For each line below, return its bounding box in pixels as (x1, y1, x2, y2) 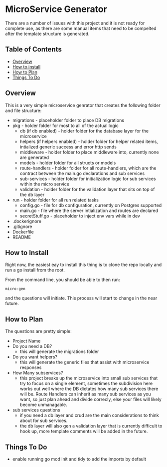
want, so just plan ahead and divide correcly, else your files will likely (19, 396, 162, 402)
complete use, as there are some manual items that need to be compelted (5, 25, 157, 31)
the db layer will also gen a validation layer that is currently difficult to (19, 423, 163, 429)
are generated (19, 154, 49, 160)
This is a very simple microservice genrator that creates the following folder (5, 102, 161, 108)
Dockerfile (12, 228, 34, 234)
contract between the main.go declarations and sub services (19, 170, 145, 176)
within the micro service (19, 181, 70, 187)
